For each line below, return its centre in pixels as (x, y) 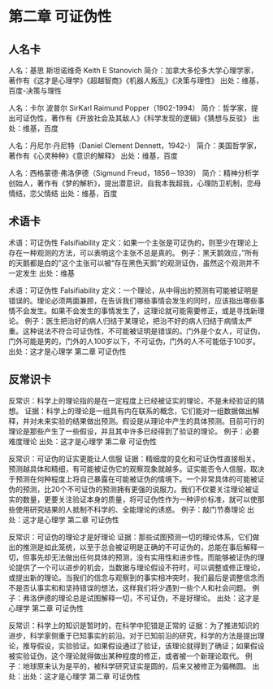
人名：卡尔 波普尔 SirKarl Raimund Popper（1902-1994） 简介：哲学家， (130, 108)
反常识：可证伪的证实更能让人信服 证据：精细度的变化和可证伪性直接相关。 (134, 458)
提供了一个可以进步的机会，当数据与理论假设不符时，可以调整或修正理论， (140, 567)
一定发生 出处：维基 (41, 273)
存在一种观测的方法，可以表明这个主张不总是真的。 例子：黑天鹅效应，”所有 (134, 252)
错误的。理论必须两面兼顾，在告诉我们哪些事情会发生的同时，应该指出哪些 (133, 300)
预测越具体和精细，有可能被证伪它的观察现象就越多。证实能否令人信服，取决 (136, 469)
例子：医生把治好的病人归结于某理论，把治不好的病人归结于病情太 (134, 321)
